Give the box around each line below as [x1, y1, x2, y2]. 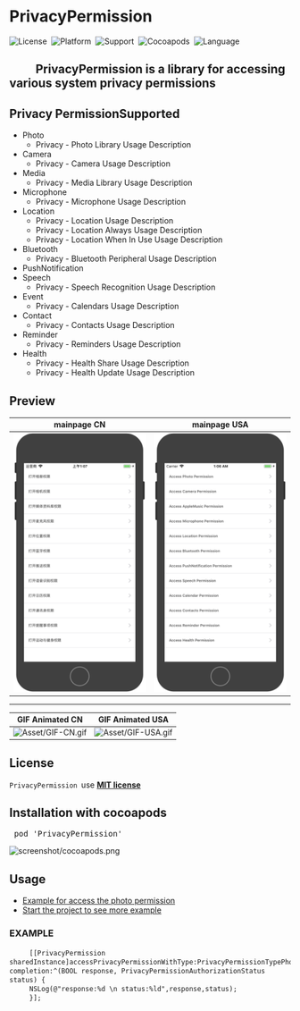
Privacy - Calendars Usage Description [35, 301, 179, 312]
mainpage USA [191, 419, 249, 430]
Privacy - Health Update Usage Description [35, 367, 195, 378]
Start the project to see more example [21, 905, 162, 915]
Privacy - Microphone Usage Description [35, 197, 186, 207]
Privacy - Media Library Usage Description [35, 177, 193, 189]
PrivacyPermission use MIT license [9, 779, 141, 790]
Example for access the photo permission [21, 896, 176, 906]
